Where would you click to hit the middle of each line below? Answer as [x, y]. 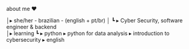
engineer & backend [31, 27]
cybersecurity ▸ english [35, 40]
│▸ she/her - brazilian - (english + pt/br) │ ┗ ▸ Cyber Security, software [94, 20]
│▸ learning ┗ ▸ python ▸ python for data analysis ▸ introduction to [88, 33]
